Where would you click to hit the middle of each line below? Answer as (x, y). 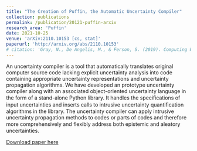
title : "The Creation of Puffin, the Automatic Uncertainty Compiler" (94, 11)
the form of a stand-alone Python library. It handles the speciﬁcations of (93, 98)
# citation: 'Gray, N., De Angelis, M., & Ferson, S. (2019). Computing (97, 50)
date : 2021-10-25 (27, 33)
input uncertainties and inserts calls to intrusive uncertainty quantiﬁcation (95, 104)
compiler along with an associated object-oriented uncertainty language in (96, 91)
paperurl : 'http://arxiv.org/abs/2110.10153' (62, 44)
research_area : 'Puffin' (36, 28)
